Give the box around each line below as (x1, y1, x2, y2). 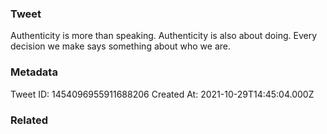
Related (10, 113, 49, 127)
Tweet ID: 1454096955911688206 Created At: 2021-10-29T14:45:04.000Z (10, 88, 315, 100)
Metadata (10, 65, 58, 79)
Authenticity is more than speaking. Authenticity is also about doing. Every (10, 30, 317, 42)
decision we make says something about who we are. (10, 40, 231, 52)
